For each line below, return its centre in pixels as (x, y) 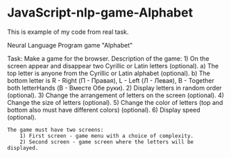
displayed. (23, 148)
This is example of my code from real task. (68, 32)
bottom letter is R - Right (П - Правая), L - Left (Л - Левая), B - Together (111, 80)
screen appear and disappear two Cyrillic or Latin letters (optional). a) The (113, 66)
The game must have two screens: (55, 130)
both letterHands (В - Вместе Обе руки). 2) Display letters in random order (114, 88)
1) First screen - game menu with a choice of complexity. (107, 136)
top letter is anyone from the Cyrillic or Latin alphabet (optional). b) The (109, 73)
